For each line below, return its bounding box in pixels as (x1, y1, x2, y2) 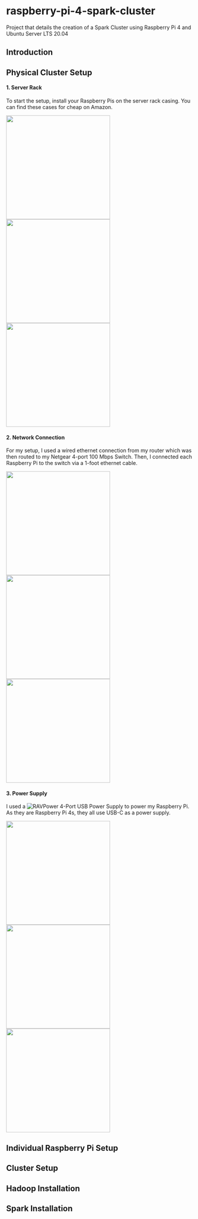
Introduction (6, 47, 53, 58)
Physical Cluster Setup (6, 67, 92, 78)
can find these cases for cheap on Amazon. (6, 103, 113, 110)
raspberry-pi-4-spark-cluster (6, 4, 156, 18)
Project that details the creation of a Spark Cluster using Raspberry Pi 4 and (6, 24, 191, 31)
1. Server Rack (6, 84, 43, 91)
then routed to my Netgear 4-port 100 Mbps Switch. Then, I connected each (6, 453, 193, 460)
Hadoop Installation (6, 1183, 80, 1193)
